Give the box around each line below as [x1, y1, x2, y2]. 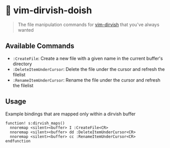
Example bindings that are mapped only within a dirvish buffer [5, 111, 136, 117]
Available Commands [5, 42, 75, 51]
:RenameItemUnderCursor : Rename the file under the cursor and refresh [12, 77, 161, 83]
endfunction [5, 138, 31, 143]
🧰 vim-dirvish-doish [5, 5, 92, 16]
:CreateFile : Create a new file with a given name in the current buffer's [12, 55, 163, 61]
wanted [17, 27, 34, 33]
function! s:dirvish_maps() [5, 120, 65, 126]
